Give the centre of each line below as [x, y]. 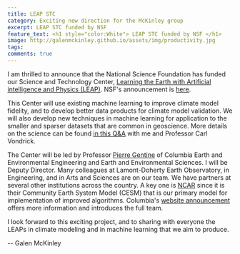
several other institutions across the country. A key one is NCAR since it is [116, 185]
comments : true [30, 54]
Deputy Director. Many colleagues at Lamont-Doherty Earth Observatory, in [119, 170]
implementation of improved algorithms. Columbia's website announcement [119, 200]
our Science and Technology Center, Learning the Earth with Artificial [109, 81]
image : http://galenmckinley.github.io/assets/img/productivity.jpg [111, 41]
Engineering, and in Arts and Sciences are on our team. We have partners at [119, 177]
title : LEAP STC [31, 14]
